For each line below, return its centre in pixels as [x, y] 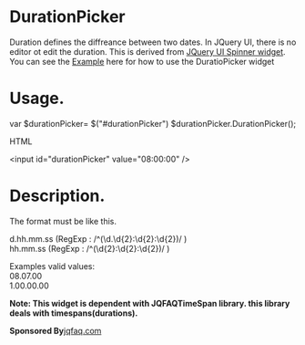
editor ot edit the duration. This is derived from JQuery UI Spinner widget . [147, 51]
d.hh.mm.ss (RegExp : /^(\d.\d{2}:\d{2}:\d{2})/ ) [98, 238]
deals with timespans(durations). [74, 313]
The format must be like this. [63, 221]
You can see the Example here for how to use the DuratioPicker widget [142, 61]
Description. [57, 196]
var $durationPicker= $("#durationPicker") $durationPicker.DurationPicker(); [153, 123]
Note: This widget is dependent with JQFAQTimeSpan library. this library [150, 303]
